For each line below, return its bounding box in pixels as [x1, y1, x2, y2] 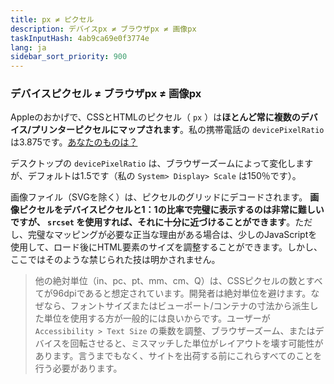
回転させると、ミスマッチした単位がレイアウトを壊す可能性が [69, 337, 324, 350]
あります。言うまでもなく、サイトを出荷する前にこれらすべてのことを [34, 350, 323, 362]
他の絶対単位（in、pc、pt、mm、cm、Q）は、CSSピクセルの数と [34, 275, 307, 287]
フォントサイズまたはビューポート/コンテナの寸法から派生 [69, 300, 310, 312]
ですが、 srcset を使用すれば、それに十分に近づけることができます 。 [10, 216, 296, 228]
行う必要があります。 [34, 362, 123, 375]
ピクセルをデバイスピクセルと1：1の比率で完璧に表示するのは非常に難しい [18, 204, 325, 216]
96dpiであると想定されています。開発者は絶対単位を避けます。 [52, 287, 312, 300]
